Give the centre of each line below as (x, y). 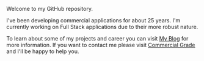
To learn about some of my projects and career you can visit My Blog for (97, 38)
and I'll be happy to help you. (43, 51)
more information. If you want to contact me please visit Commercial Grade (101, 45)
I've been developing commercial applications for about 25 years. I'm (93, 20)
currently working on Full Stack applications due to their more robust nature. (102, 27)
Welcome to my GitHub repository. (50, 9)
